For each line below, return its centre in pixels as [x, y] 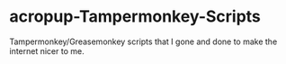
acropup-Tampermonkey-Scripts [135, 17]
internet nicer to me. [47, 50]
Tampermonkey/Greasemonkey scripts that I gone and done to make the [143, 41]
